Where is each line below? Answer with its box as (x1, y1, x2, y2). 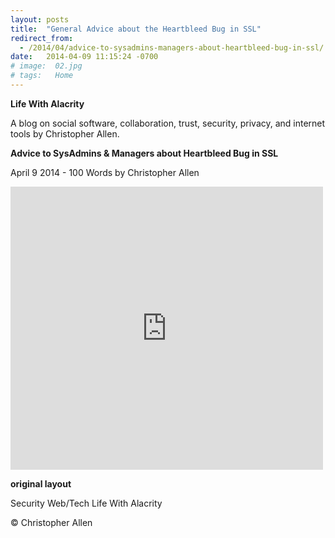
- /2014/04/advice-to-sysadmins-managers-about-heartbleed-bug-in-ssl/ (19, 42, 325, 53)
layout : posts (10, 14, 70, 25)
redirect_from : (10, 33, 74, 43)
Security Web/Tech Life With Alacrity (10, 497, 163, 509)
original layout (10, 477, 72, 490)
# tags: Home (10, 71, 74, 81)
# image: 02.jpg (10, 61, 83, 71)
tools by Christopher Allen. (10, 127, 120, 140)
